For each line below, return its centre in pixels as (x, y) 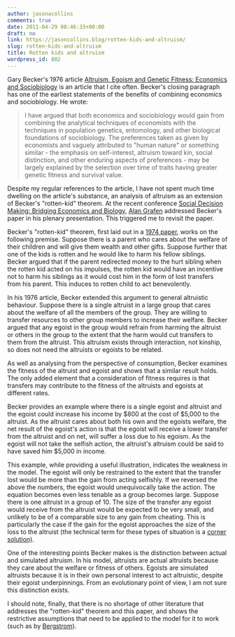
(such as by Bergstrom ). (42, 626)
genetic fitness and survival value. (74, 174)
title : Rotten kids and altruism (56, 53)
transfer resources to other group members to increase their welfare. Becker (117, 320)
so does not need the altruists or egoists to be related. (85, 349)
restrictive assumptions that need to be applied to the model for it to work (113, 618)
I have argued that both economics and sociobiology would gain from (124, 115)
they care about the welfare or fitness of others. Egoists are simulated (108, 568)
